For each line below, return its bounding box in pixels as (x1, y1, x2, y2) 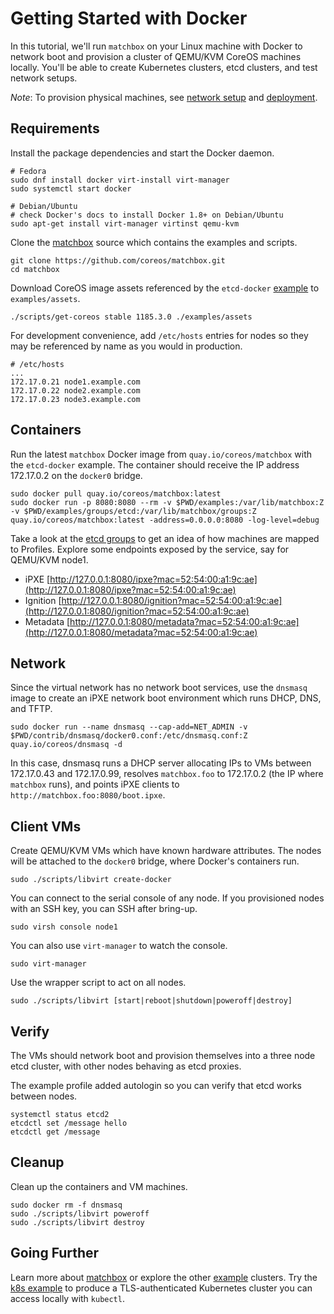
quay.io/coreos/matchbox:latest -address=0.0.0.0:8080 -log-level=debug (10, 515, 320, 525)
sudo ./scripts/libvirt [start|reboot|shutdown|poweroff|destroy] (10, 996, 293, 1006)
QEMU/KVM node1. (10, 553, 89, 566)
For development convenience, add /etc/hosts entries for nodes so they (10, 329, 309, 341)
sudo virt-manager (10, 959, 87, 969)
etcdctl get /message (10, 1127, 101, 1137)
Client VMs (10, 818, 82, 835)
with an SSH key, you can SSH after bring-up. (10, 903, 198, 915)
